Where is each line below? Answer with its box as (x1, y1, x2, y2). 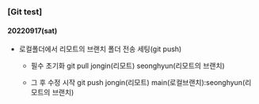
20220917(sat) (7, 26, 58, 35)
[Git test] (7, 6, 43, 17)
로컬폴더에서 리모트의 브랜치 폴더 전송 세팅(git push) (18, 44, 182, 54)
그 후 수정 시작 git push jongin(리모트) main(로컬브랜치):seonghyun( (30, 78, 246, 87)
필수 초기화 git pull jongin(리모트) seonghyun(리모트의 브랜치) (30, 61, 225, 71)
